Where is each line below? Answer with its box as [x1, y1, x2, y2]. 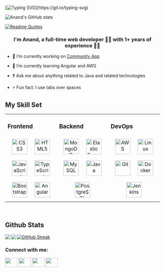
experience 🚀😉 [64, 42, 101, 49]
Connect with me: [5, 246, 49, 253]
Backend [59, 123, 84, 131]
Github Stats [5, 221, 44, 229]
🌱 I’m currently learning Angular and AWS [12, 63, 97, 69]
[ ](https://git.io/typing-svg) [5, 5, 88, 10]
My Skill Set [5, 101, 42, 109]
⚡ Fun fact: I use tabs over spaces [12, 84, 81, 91]
